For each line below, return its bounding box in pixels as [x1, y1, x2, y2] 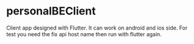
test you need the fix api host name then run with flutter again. [6, 30, 162, 37]
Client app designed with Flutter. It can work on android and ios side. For [6, 24, 188, 31]
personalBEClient [6, 4, 96, 18]
